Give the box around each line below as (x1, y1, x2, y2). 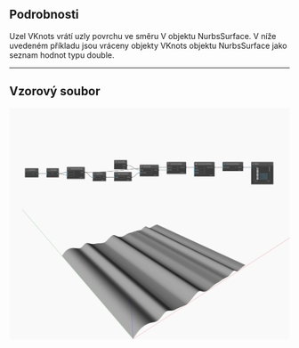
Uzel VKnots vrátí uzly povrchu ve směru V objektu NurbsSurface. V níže (9, 30, 277, 41)
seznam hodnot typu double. (9, 49, 115, 61)
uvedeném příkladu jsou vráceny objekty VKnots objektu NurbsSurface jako (9, 40, 287, 51)
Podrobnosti (9, 7, 79, 22)
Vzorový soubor (9, 84, 101, 99)
